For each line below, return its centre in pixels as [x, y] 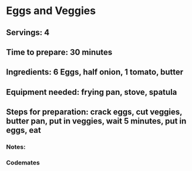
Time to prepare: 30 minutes [59, 52]
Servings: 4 [28, 33]
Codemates [23, 162]
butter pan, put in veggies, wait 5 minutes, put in [96, 121]
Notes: [16, 147]
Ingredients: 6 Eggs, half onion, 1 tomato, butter [95, 72]
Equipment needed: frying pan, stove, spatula [92, 92]
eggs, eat [23, 130]
